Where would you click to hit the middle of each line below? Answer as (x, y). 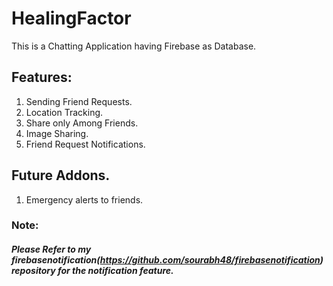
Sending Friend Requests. (79, 101)
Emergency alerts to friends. (84, 199)
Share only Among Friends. (82, 123)
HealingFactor (71, 18)
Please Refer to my (51, 249)
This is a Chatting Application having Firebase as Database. (134, 46)
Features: (42, 77)
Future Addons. (61, 175)
